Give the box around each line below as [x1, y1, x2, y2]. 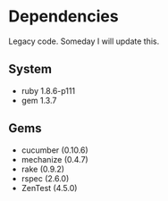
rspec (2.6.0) [21, 172, 70, 184]
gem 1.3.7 [21, 95, 57, 105]
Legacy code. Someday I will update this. [8, 36, 160, 46]
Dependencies [8, 6, 119, 27]
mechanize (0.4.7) [21, 154, 88, 164]
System [8, 62, 53, 77]
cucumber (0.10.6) [21, 145, 88, 155]
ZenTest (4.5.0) [21, 182, 78, 193]
